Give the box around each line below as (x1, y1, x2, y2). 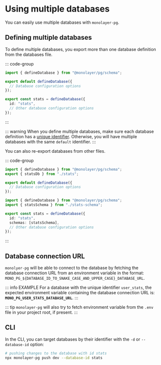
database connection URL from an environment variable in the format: (5, 270, 144, 276)
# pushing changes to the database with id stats (5, 350, 107, 356)
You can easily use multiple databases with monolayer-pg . (5, 19, 119, 25)
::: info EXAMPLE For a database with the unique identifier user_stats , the (5, 285, 152, 290)
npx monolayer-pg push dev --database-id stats (5, 355, 103, 360)
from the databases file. (5, 51, 53, 57)
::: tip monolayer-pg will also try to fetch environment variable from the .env (5, 304, 154, 310)
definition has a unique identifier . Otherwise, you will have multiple (5, 133, 137, 139)
